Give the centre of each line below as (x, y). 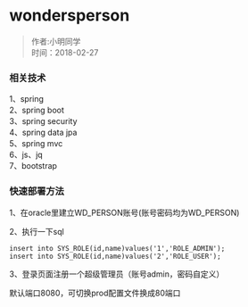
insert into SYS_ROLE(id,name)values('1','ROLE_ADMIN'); (117, 248)
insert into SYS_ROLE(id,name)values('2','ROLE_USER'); (115, 256)
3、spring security (43, 121)
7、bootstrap (33, 166)
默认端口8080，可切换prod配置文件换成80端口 (95, 293)
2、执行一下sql (37, 231)
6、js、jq (26, 155)
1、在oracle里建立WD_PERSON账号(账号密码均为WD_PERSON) (124, 212)
